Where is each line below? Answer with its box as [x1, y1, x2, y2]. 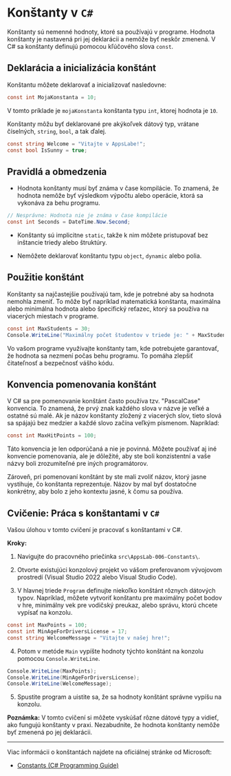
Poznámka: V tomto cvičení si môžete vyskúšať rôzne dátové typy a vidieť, [7, 713, 219, 722]
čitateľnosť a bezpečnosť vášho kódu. [7, 358, 115, 367]
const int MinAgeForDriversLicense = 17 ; [7, 628, 128, 635]
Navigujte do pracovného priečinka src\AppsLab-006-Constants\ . [16, 553, 201, 560]
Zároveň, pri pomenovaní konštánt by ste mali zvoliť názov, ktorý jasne [7, 473, 207, 481]
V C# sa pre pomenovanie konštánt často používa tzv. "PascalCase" [7, 397, 201, 405]
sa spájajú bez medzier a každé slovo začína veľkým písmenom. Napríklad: [7, 419, 220, 427]
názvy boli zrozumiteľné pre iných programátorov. [7, 460, 148, 468]
